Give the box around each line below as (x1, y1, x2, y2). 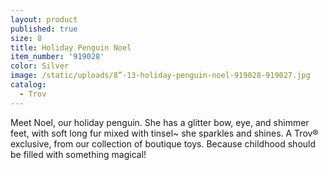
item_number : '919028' (10, 52, 105, 62)
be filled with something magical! (10, 148, 147, 160)
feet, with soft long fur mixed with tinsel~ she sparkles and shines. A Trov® (10, 127, 319, 139)
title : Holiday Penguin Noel (10, 42, 132, 53)
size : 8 (10, 33, 43, 43)
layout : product (10, 14, 78, 25)
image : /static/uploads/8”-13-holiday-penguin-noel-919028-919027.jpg (10, 71, 311, 81)
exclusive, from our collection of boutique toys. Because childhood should (10, 137, 317, 150)
